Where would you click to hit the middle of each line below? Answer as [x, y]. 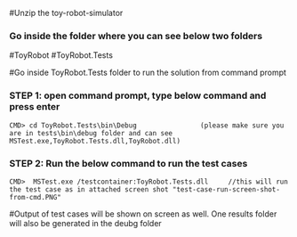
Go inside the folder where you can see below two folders [136, 36]
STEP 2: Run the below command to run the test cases [128, 163]
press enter [35, 107]
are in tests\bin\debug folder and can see [91, 133]
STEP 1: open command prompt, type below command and [138, 95]
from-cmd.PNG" [36, 197]
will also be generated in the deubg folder [85, 223]
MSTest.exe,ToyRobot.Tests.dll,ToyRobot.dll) [95, 141]
